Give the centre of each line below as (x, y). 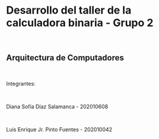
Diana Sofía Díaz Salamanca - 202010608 (57, 106)
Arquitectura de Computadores (65, 58)
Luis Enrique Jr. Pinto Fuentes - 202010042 (59, 129)
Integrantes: (21, 83)
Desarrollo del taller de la (69, 10)
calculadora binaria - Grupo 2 (80, 23)
